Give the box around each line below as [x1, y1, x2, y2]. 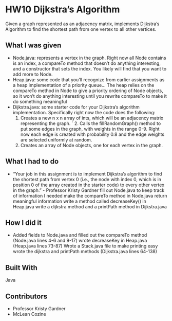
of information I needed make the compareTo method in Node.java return [12, 192, 167, 199]
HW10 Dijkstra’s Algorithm [5, 4, 120, 15]
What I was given [5, 41, 62, 50]
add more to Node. [12, 71, 53, 77]
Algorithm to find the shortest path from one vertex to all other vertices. [5, 26, 157, 32]
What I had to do [5, 157, 59, 166]
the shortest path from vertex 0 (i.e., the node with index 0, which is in [12, 176, 162, 182]
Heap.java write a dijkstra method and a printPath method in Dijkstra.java [12, 203, 167, 209]
